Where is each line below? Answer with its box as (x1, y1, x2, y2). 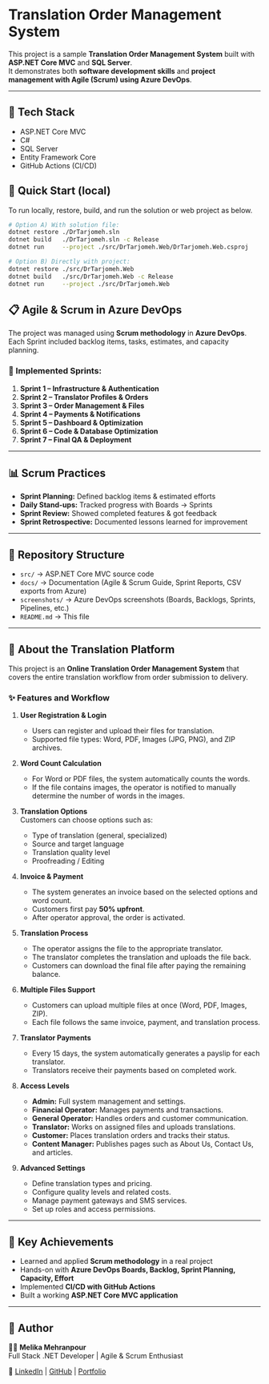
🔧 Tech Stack (8, 106, 75, 119)
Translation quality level (31, 848, 110, 857)
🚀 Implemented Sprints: (8, 365, 102, 377)
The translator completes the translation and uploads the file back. (31, 952, 252, 962)
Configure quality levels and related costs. (31, 1188, 171, 1197)
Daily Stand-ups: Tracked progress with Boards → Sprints (19, 500, 213, 510)
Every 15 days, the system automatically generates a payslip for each (31, 1048, 260, 1059)
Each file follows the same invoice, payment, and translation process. (31, 1018, 260, 1027)
